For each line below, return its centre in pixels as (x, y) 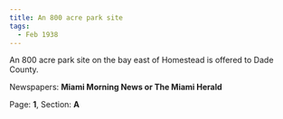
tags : (19, 26)
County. (24, 69)
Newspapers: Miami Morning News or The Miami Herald (116, 87)
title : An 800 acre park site (66, 18)
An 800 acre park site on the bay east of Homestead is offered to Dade (141, 60)
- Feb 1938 (38, 34)
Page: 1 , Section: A (44, 105)
